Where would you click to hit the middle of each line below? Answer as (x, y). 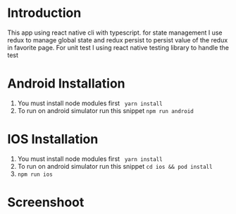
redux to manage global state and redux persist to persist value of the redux (118, 40)
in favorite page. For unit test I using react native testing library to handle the (118, 47)
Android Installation (66, 84)
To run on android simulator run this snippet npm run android (105, 110)
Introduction (44, 13)
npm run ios (35, 174)
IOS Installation (53, 139)
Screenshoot (46, 202)
